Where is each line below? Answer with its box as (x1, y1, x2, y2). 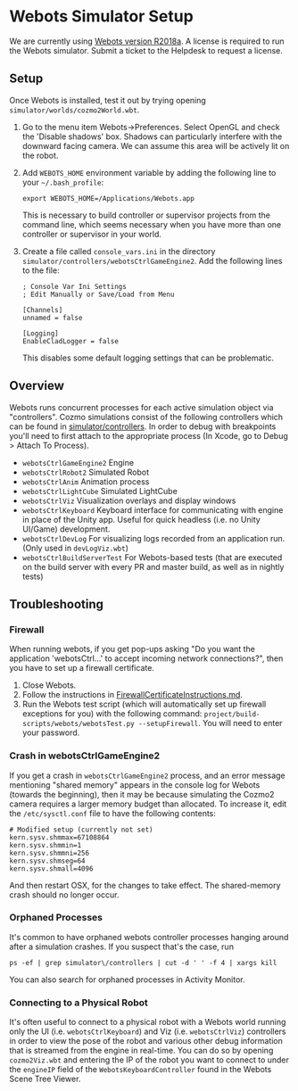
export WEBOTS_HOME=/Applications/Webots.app (21, 194, 195, 202)
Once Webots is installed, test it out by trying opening (9, 95, 207, 105)
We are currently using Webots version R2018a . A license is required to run (9, 36, 285, 46)
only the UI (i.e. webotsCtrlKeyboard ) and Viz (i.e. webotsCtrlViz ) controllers (9, 1026, 287, 1037)
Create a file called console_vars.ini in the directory (21, 245, 216, 256)
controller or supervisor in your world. (21, 228, 162, 239)
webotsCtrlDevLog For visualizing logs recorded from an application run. (21, 533, 286, 543)
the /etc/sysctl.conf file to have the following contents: (9, 807, 217, 818)
